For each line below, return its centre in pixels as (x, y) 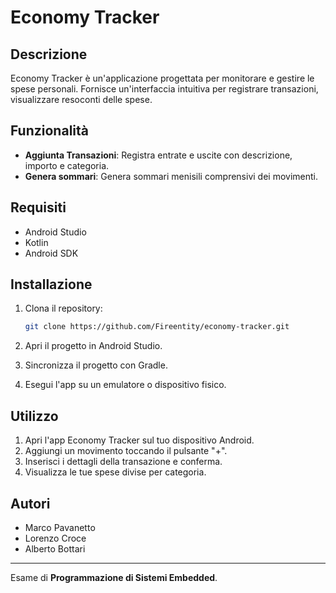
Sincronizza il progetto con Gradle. (96, 365)
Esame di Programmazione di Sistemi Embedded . (114, 577)
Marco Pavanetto (60, 527)
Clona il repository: (63, 308)
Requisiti (38, 207)
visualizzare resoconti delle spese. (81, 99)
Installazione (51, 284)
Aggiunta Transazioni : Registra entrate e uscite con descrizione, (158, 155)
